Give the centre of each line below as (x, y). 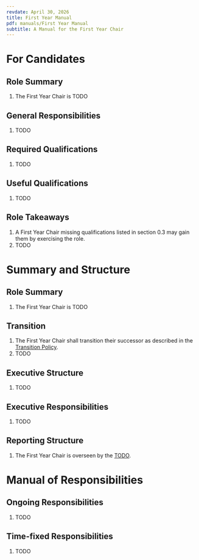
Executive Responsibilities (57, 407)
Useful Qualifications (47, 184)
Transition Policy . (37, 347)
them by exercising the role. (50, 238)
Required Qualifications (52, 149)
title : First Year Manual (39, 18)
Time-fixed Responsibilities (60, 536)
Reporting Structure (45, 441)
